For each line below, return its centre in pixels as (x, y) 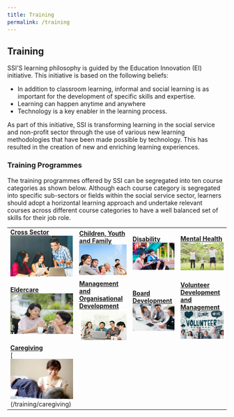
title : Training (31, 15)
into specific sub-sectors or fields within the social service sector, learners (114, 195)
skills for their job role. (39, 217)
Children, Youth (102, 233)
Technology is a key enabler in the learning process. (92, 111)
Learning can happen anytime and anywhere (81, 104)
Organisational (101, 299)
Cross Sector (30, 232)
